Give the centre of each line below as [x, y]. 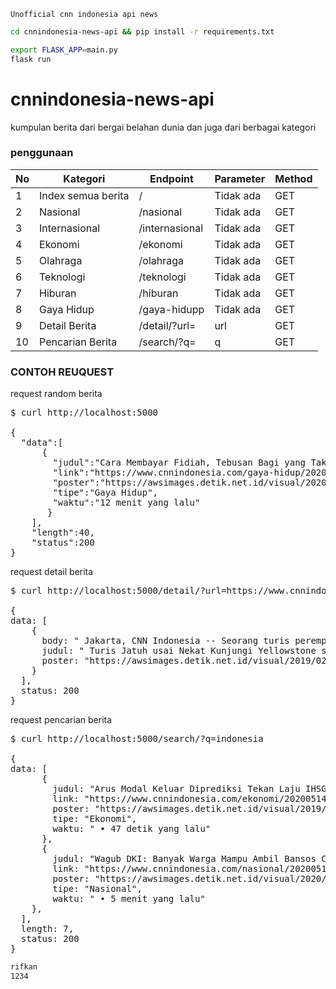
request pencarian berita [61, 720]
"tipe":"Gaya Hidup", [105, 493]
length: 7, [47, 929]
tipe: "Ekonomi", [95, 819]
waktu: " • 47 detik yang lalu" [132, 829]
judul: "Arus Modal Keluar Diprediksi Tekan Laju [176, 789]
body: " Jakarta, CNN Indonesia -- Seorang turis [165, 641]
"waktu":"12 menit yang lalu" [126, 503]
